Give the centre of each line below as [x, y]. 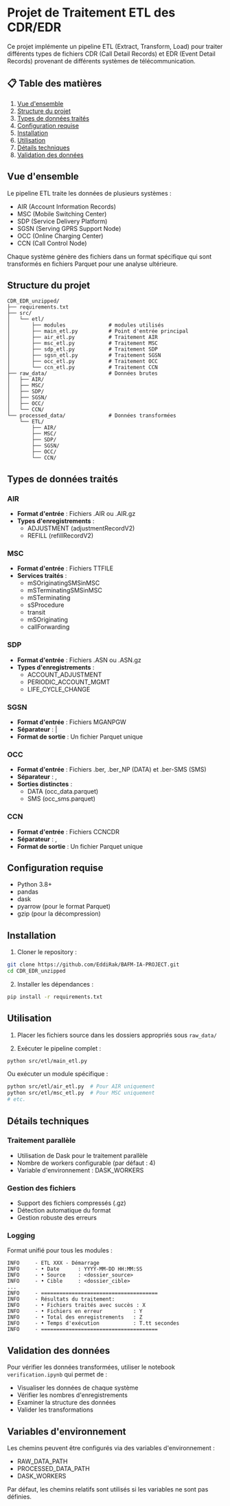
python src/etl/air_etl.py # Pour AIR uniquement [81, 1086]
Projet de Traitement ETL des [91, 13]
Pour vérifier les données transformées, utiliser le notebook [91, 1367]
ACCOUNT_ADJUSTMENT [65, 674]
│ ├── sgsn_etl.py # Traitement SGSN [84, 355]
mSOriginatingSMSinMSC [64, 583]
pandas [28, 892]
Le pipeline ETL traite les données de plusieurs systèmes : [89, 193]
